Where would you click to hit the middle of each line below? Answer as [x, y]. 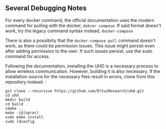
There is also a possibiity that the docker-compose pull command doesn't [80, 40]
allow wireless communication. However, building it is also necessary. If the [83, 71]
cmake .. [14, 108]
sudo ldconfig [20, 122]
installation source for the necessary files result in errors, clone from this [80, 76]
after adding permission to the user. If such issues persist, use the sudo [79, 51]
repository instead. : [26, 82]
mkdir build [17, 100]
